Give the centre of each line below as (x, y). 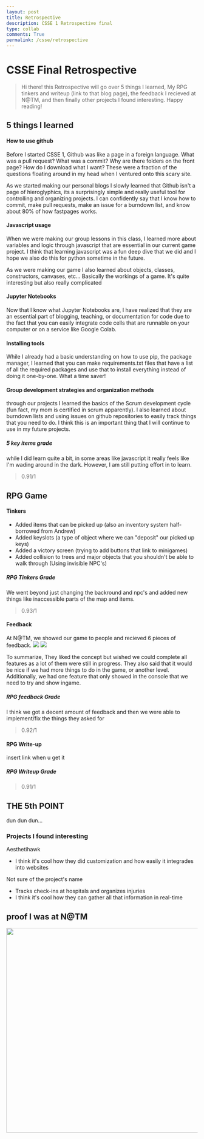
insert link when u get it (36, 758)
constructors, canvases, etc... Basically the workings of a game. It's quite (98, 276)
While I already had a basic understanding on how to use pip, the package (99, 357)
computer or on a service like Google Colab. (61, 329)
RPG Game (27, 495)
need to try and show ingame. (44, 683)
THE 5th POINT (35, 806)
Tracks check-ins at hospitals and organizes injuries (80, 891)
